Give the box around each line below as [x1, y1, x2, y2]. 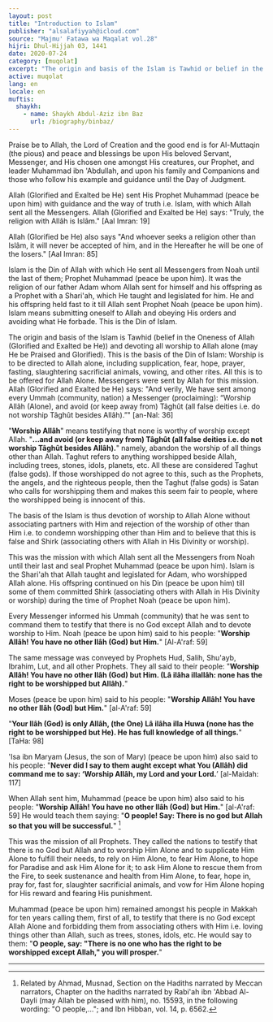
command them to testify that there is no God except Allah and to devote [8, 619, 252, 630]
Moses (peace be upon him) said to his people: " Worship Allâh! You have [8, 694, 256, 704]
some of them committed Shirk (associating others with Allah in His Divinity [8, 587, 260, 596]
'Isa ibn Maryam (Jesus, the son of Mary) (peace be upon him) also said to [8, 751, 258, 761]
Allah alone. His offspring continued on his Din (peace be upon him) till [8, 578, 245, 587]
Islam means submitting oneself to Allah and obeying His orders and [8, 308, 237, 318]
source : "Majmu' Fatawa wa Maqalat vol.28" [8, 34, 158, 43]
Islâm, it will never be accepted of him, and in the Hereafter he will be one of [8, 240, 264, 250]
